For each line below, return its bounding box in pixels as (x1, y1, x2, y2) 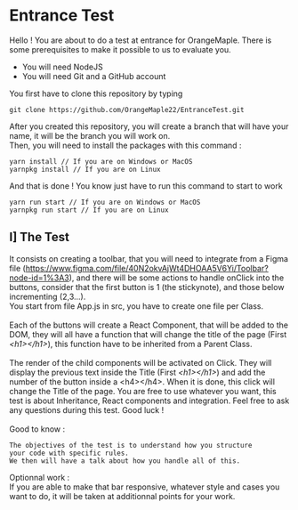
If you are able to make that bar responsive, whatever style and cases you (9, 482, 280, 492)
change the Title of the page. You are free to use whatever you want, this (9, 385, 278, 396)
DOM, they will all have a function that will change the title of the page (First (9, 328, 287, 339)
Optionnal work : (9, 472, 70, 482)
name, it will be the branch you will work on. (9, 130, 171, 141)
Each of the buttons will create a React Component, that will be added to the (9, 320, 289, 330)
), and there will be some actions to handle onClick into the (68, 272, 285, 283)
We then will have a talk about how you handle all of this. (9, 456, 241, 465)
